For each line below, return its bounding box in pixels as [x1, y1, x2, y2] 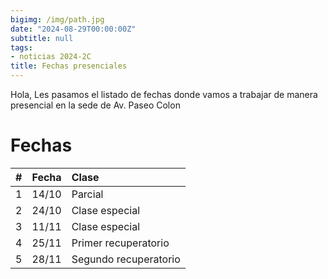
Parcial [71, 187, 104, 201]
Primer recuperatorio [71, 236, 170, 250]
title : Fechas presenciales [10, 61, 128, 71]
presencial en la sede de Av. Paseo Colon [10, 99, 181, 111]
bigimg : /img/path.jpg [10, 14, 105, 25]
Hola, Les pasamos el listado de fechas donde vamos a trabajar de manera [10, 89, 318, 100]
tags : [10, 42, 33, 53]
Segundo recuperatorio [71, 252, 181, 266]
